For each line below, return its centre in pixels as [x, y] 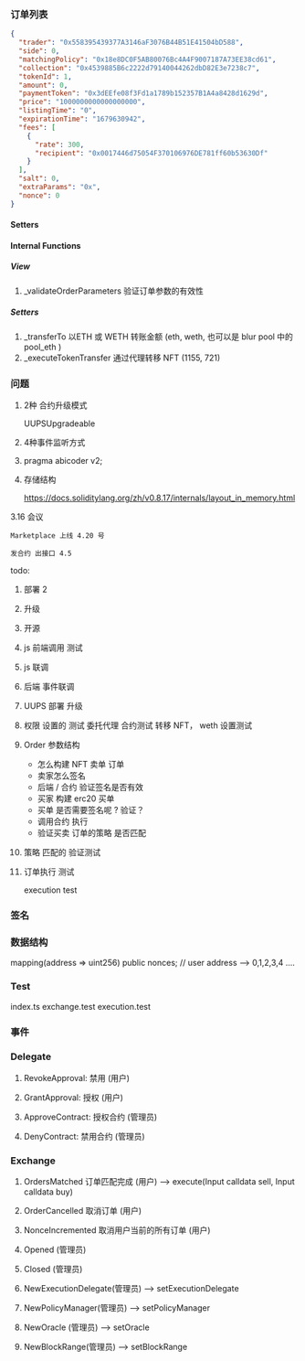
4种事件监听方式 [54, 443]
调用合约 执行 [63, 821]
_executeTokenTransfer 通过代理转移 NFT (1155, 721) [122, 358]
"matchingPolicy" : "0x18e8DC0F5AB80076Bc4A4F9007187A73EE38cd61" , [147, 59]
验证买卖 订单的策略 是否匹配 [92, 833]
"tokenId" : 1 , [45, 76]
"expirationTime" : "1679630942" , [82, 119]
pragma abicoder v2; [63, 461]
